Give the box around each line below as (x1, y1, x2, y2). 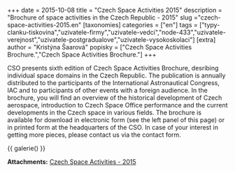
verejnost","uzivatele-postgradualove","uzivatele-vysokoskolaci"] (7, 36, 195, 44)
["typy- (199, 21, 220, 29)
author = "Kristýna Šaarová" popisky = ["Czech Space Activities (7, 43, 192, 51)
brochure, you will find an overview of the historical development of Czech (7, 93, 222, 102)
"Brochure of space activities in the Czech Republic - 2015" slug (7, 13, 192, 22)
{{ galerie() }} (7, 144, 45, 152)
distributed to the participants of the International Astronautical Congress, (7, 79, 220, 86)
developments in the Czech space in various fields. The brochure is (7, 108, 201, 116)
